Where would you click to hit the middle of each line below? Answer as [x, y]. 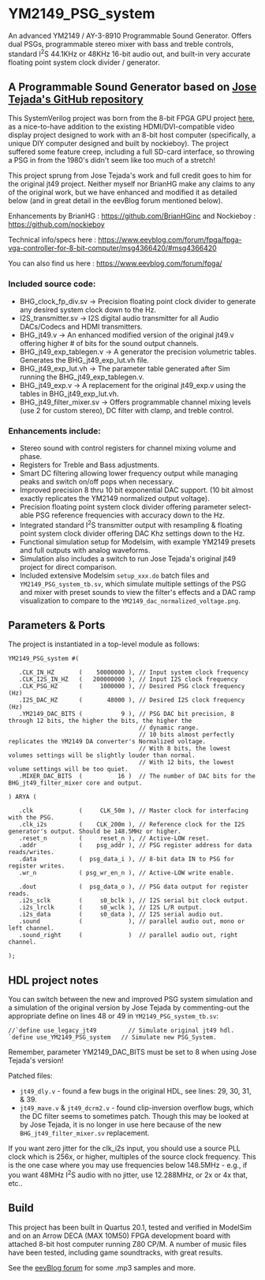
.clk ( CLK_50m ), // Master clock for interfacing [133, 811]
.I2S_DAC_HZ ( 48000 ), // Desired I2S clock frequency [132, 700]
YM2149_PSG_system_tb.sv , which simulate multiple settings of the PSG [133, 584]
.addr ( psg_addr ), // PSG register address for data [135, 845]
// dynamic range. [169, 728]
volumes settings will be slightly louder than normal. [102, 755]
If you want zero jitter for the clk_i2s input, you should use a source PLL [124, 1148]
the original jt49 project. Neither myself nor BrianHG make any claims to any [132, 184]
